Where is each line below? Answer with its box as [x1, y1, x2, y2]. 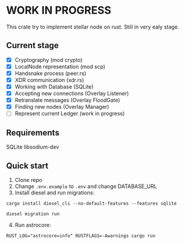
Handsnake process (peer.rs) [14, 70, 86, 77]
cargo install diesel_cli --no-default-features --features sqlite [6, 200, 177, 206]
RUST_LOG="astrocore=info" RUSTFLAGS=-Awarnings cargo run [6, 233, 156, 238]
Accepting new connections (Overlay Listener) [14, 90, 129, 97]
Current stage [6, 40, 59, 51]
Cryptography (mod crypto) [14, 56, 83, 63]
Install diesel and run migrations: [14, 189, 95, 196]
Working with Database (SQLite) [14, 83, 94, 90]
